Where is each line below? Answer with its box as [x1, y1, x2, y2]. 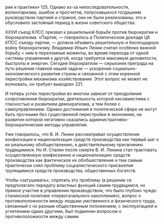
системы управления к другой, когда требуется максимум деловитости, [5, 55, 158, 61]
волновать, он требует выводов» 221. [5, 81, 84, 87]
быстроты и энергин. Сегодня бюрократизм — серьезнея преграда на [5, 61, 154, 66]
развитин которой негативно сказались [5, 117, 88, 122]
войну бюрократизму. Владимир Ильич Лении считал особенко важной [5, 45, 156, 50]
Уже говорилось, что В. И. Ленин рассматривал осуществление [5, 132, 140, 137]
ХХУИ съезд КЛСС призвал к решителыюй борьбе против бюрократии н [5, 29, 158, 35]
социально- [112, 66, 138, 71]
